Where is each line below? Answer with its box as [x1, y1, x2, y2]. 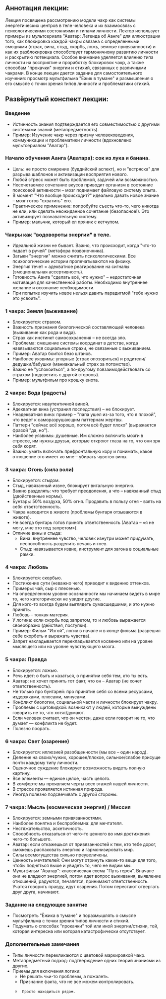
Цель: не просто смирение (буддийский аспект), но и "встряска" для [12, 166, 160, 172]
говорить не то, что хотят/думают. [12, 709, 85, 715]
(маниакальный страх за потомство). [52, 361, 131, 367]
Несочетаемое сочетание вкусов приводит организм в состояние [12, 181, 153, 188]
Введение [5, 110, 31, 117]
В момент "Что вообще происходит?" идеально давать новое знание [12, 192, 160, 198]
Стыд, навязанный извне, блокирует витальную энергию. [12, 482, 135, 489]
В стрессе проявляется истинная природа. [12, 786, 104, 792]
